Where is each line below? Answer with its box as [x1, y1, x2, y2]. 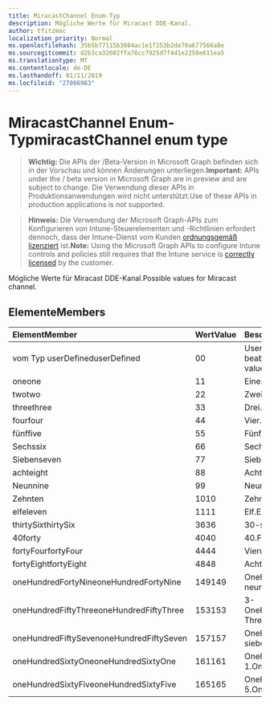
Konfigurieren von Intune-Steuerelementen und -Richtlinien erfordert [27, 224, 256, 234]
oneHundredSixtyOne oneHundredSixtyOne [12, 656, 177, 667]
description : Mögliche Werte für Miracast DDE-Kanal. [8, 19, 193, 27]
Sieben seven [12, 454, 62, 466]
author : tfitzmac [8, 26, 67, 35]
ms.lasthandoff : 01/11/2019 [8, 71, 103, 79]
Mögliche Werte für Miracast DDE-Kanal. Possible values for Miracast [8, 274, 237, 283]
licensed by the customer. [27, 258, 114, 267]
